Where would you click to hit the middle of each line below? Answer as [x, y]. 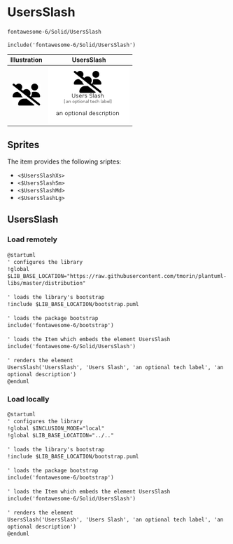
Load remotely [33, 239]
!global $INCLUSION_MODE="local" [56, 428]
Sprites [23, 145]
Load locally [28, 399]
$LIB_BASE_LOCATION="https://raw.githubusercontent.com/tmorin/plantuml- [117, 276]
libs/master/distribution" [47, 283]
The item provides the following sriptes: [64, 161]
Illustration [27, 60]
